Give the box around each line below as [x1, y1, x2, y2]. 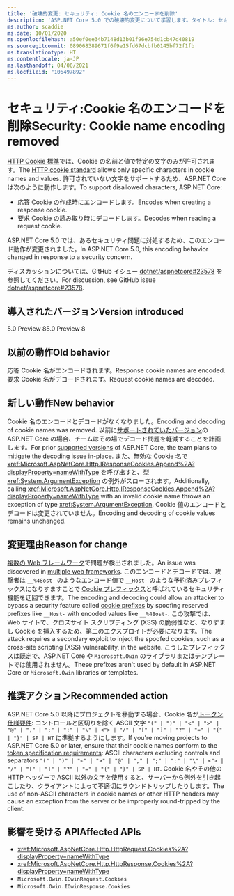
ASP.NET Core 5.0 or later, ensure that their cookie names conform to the [7, 741, 218, 749]
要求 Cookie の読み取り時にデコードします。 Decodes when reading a [17, 214, 217, 223]
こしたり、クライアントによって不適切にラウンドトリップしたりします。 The [7, 781, 224, 790]
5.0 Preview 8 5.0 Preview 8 [7, 324, 86, 333]
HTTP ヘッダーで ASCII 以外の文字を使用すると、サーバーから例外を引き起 [7, 773, 221, 781]
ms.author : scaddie [7, 23, 64, 30]
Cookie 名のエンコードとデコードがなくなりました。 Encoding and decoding [7, 417, 226, 425]
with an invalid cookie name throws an [100, 492, 211, 500]
